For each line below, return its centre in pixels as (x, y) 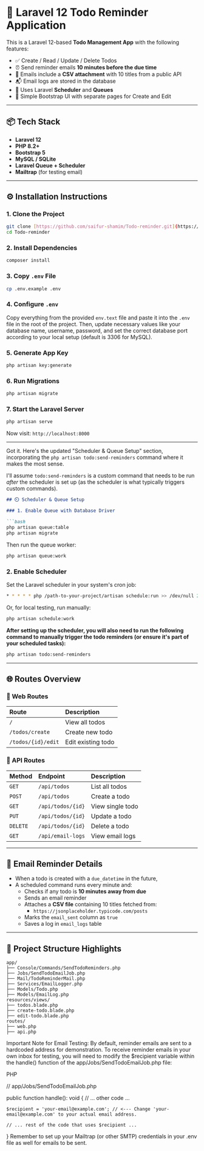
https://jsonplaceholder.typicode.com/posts (90, 911)
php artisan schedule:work (40, 618)
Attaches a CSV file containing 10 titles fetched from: (90, 904)
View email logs (113, 836)
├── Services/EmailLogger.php (45, 984)
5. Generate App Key (37, 352)
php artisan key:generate (39, 366)
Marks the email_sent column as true (71, 917)
